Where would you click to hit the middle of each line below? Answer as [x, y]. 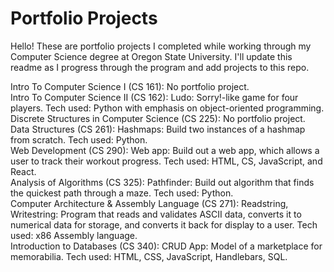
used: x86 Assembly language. [74, 235]
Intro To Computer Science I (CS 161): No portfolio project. [130, 86]
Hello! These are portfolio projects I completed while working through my [161, 46]
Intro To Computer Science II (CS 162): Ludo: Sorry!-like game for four [154, 97]
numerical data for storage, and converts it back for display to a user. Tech [164, 224]
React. [23, 171]
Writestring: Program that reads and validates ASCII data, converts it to [156, 214]
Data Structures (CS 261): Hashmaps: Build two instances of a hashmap [158, 129]
